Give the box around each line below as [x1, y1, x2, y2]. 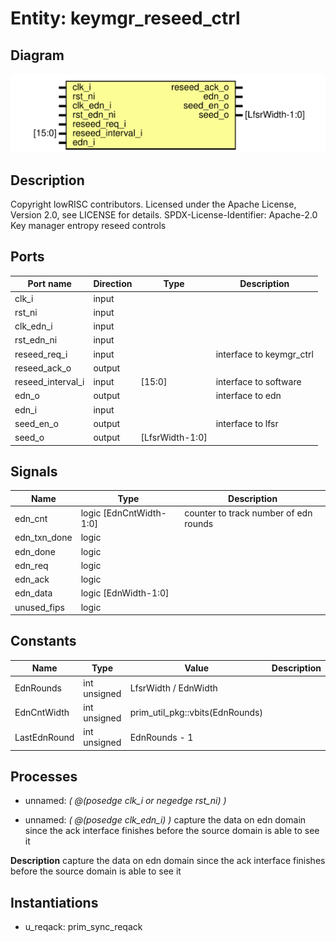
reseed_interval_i [14, 376, 85, 387]
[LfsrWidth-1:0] [140, 432, 208, 443]
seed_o [14, 432, 45, 443]
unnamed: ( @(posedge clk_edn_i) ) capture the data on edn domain [24, 814, 307, 826]
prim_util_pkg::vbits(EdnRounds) [129, 707, 263, 719]
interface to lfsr [215, 417, 279, 429]
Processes [10, 768, 78, 786]
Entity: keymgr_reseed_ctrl [10, 7, 241, 30]
